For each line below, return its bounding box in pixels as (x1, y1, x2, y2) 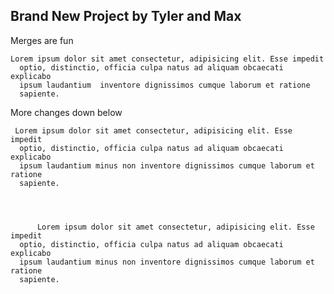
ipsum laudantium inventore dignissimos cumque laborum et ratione (19, 80, 311, 90)
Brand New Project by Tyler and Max (10, 8, 242, 25)
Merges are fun (10, 34, 74, 46)
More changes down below (10, 106, 123, 118)
